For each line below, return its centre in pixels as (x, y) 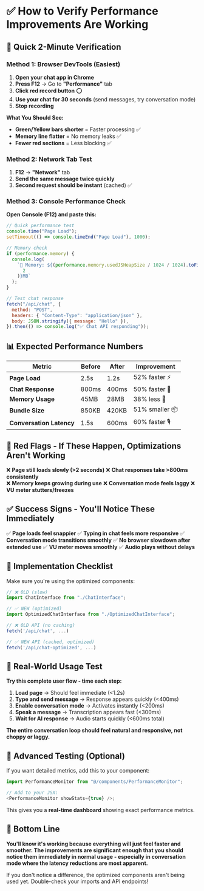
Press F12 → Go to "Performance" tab (63, 84)
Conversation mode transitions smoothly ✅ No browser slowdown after (98, 540)
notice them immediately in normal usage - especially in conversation (96, 856)
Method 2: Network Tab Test (49, 159)
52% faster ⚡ (152, 377)
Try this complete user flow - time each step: (64, 681)
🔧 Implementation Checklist (60, 566)
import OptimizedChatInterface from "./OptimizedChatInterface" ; (90, 615)
